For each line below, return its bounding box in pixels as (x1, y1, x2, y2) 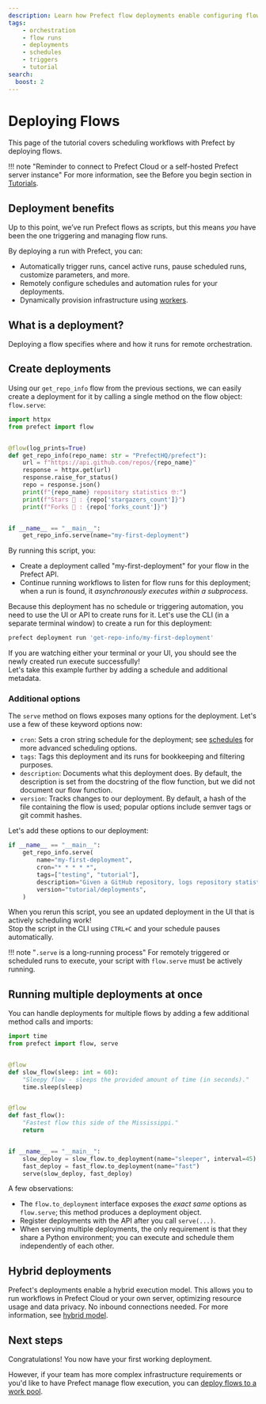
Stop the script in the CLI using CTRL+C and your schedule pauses (8, 924, 220, 934)
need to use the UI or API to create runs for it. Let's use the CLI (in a (8, 611, 230, 620)
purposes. (19, 760, 54, 770)
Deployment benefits (8, 201, 115, 215)
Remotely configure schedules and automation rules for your (19, 279, 218, 288)
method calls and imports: (8, 1017, 93, 1026)
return (22, 1126, 44, 1135)
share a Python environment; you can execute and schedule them (19, 1233, 235, 1242)
